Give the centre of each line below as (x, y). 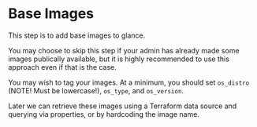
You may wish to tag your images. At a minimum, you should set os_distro (129, 82)
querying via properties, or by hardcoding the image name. (104, 114)
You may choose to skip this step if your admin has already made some (124, 50)
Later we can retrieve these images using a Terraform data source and (123, 106)
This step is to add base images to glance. (77, 35)
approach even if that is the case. (62, 67)
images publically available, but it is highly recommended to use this (119, 59)
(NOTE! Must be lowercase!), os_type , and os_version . (96, 90)
